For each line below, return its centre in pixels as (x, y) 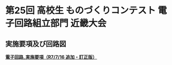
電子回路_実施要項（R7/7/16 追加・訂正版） (51, 57)
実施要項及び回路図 (36, 44)
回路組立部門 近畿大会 (61, 23)
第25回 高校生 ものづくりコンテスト (81, 10)
